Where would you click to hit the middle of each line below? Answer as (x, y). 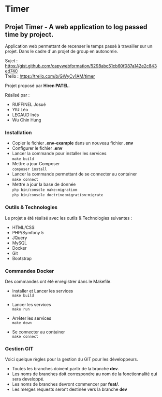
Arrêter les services (32, 318)
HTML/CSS (23, 227)
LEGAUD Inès (25, 115)
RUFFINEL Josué (29, 104)
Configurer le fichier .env (37, 148)
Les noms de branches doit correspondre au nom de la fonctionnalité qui (84, 374)
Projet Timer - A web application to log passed (76, 27)
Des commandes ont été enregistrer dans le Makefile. (59, 281)
